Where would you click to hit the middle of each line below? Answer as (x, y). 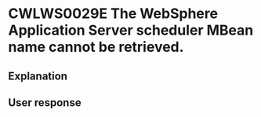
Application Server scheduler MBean (131, 30)
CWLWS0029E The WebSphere (113, 14)
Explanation (38, 76)
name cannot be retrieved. (96, 47)
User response (45, 102)
